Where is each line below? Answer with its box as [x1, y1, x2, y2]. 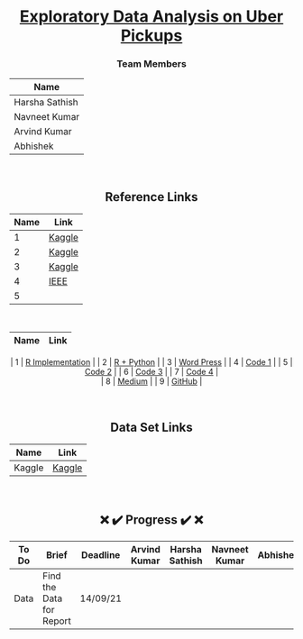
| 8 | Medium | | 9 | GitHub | [100, 376, 203, 387]
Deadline [80, 548, 121, 561]
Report [41, 615, 72, 627]
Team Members [116, 58, 187, 70]
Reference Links [105, 189, 198, 205]
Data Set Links [110, 419, 193, 434]
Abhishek [14, 140, 54, 152]
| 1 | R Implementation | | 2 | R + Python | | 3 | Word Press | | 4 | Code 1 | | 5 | [10, 357, 293, 368]
